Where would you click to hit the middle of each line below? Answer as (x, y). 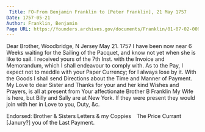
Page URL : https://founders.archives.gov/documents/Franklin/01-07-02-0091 (105, 29)
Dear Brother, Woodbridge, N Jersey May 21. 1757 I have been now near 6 (99, 46)
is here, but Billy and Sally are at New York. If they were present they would (101, 98)
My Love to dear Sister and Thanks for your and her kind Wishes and (93, 85)
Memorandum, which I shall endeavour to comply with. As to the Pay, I (95, 66)
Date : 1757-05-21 (28, 18)
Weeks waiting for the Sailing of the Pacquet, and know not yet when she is (101, 53)
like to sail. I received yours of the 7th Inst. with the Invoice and (85, 59)
